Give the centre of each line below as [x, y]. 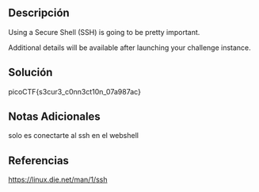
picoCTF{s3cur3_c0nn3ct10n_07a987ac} [74, 91]
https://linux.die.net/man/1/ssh [58, 180]
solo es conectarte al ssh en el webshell [73, 136]
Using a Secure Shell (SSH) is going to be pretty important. [104, 32]
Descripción [39, 13]
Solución [30, 73]
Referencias [39, 161]
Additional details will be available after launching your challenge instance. [129, 48]
